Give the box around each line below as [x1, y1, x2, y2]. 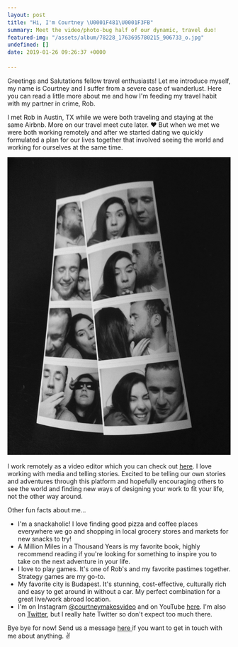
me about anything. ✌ [7, 631, 71, 640]
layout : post [7, 11, 46, 18]
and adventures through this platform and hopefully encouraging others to [7, 477, 225, 485]
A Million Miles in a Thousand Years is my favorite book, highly [17, 542, 200, 551]
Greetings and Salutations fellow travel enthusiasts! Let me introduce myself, [7, 77, 231, 85]
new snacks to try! [17, 534, 72, 543]
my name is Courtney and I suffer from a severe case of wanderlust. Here [7, 84, 222, 92]
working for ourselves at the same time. [7, 142, 123, 152]
